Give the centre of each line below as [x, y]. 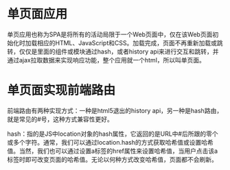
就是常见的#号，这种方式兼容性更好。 [60, 119]
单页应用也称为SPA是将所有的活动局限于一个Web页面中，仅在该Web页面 [110, 34]
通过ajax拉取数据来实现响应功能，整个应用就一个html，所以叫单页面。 [106, 60]
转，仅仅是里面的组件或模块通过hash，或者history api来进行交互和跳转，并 [113, 51]
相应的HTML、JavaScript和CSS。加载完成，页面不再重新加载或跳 [130, 42]
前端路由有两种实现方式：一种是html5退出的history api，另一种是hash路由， [115, 110]
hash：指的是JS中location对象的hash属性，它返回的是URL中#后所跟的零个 [113, 134]
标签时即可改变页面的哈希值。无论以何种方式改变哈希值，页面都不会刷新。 [112, 159]
